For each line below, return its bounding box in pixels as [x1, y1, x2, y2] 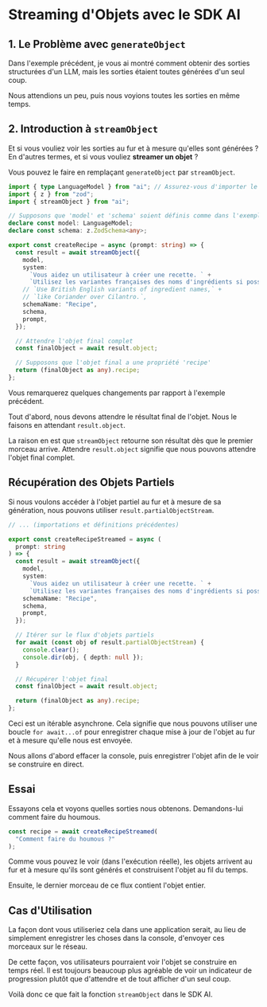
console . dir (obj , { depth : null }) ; [22, 653, 145, 661]
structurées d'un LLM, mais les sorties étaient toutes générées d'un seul [8, 67, 245, 76]
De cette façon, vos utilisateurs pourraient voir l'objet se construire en [8, 958, 237, 967]
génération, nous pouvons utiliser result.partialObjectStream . [8, 505, 215, 515]
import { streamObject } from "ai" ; [8, 198, 130, 206]
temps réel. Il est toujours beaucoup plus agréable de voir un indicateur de [8, 966, 253, 975]
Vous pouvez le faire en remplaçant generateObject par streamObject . [8, 167, 236, 177]
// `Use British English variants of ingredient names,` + [22, 285, 222, 294]
